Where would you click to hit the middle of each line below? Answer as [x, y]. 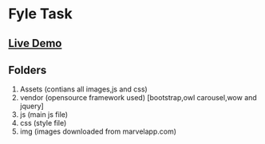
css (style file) [43, 123]
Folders [28, 70]
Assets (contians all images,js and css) [83, 89]
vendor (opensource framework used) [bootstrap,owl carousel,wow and [138, 98]
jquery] [32, 106]
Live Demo [35, 43]
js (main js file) [44, 115]
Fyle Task [41, 14]
